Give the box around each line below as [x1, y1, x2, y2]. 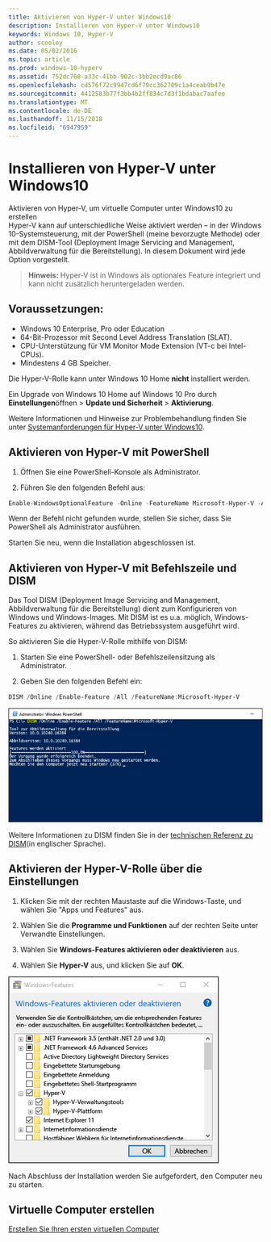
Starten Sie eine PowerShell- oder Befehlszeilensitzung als [19, 652, 215, 662]
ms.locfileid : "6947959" [8, 123, 92, 132]
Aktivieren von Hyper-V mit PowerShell [8, 445, 210, 459]
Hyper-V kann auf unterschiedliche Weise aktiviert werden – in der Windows [8, 220, 262, 230]
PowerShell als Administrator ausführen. [8, 522, 142, 532]
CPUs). [19, 349, 44, 359]
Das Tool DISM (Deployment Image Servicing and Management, [8, 596, 220, 605]
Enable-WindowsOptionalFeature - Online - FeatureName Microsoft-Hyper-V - [8, 499, 262, 508]
